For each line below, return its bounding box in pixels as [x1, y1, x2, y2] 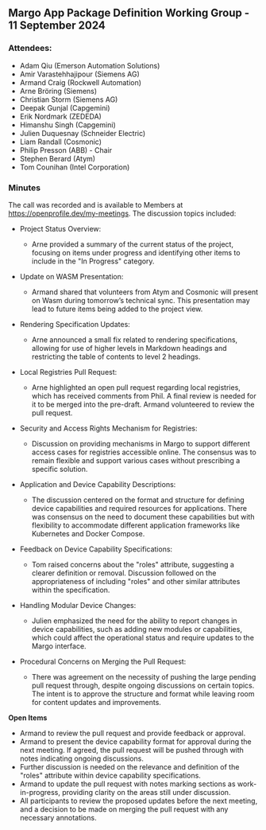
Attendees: [8, 43, 52, 54]
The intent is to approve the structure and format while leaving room [31, 688, 255, 699]
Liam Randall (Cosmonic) [19, 137, 102, 146]
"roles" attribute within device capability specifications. [19, 770, 201, 780]
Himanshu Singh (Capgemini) [19, 119, 117, 130]
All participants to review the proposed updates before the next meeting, [19, 796, 258, 805]
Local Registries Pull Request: [19, 367, 118, 376]
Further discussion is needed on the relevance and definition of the [19, 762, 240, 771]
